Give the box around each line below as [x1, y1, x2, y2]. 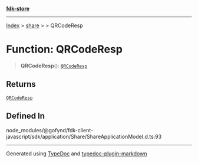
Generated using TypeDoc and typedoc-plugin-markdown [6, 150, 147, 157]
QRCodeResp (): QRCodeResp [20, 62, 87, 69]
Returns [6, 79, 37, 89]
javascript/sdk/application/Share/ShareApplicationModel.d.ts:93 [6, 133, 162, 140]
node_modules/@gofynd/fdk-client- [6, 126, 93, 133]
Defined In [6, 111, 45, 121]
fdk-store [6, 5, 30, 12]
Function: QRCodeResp [6, 43, 123, 56]
